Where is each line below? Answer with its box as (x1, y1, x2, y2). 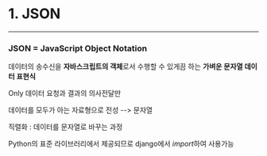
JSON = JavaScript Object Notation (8, 43, 148, 54)
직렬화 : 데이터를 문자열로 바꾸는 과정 (8, 122, 123, 131)
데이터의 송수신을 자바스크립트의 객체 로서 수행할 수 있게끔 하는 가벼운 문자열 (8, 62, 244, 71)
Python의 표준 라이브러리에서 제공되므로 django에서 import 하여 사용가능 (8, 139, 234, 149)
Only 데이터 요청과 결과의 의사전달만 (8, 89, 122, 98)
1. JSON (8, 5, 61, 23)
